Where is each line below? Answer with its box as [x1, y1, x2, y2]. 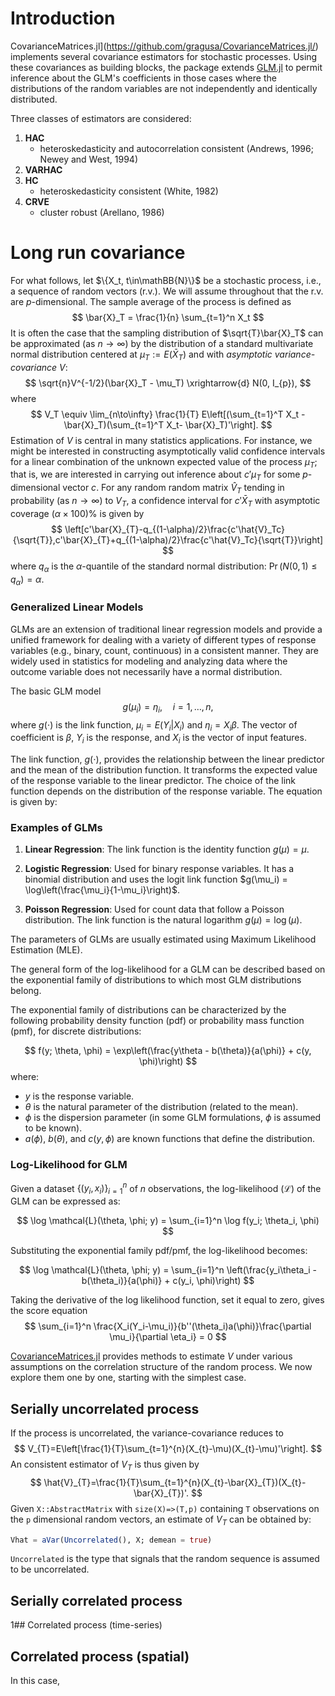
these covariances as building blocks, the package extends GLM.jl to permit [10, 61, 323, 73]
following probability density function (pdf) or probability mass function [10, 1015, 305, 1027]
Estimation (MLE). [10, 944, 83, 956]
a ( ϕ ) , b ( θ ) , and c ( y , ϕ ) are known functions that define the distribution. [24, 1133, 315, 1145]
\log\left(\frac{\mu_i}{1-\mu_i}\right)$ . [24, 884, 180, 896]
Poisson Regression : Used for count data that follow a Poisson [24, 903, 285, 916]
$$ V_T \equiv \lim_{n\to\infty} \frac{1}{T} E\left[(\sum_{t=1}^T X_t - [30, 408, 306, 420]
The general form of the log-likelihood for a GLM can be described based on [10, 963, 326, 976]
